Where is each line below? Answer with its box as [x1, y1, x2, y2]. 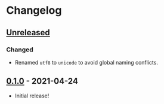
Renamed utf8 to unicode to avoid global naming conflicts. [14, 59, 158, 66]
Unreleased [6, 27, 51, 38]
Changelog [6, 4, 62, 17]
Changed [6, 45, 34, 54]
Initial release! [14, 92, 49, 99]
